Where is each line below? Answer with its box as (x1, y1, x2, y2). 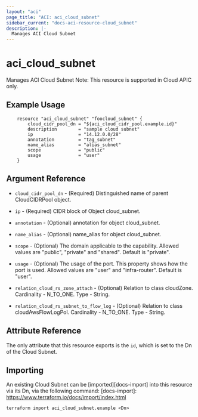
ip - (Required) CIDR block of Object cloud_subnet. (14, 207, 141, 215)
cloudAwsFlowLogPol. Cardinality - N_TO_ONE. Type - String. (14, 308, 166, 316)
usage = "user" (27, 152, 100, 158)
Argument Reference (6, 174, 86, 184)
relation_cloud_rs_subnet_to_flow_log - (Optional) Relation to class (14, 302, 183, 309)
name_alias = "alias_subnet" (27, 141, 121, 148)
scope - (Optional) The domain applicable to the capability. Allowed (14, 242, 179, 249)
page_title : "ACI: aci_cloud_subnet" (6, 14, 100, 20)
